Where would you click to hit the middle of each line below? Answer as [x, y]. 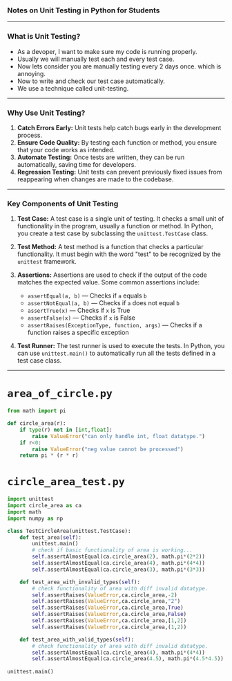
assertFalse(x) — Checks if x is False [81, 318]
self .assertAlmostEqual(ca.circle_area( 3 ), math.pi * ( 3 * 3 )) [119, 570]
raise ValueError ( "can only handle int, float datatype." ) [119, 436]
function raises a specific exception [78, 333]
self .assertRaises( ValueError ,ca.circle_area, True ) [108, 608]
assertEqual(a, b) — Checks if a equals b [87, 296]
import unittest [30, 499]
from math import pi [37, 411]
